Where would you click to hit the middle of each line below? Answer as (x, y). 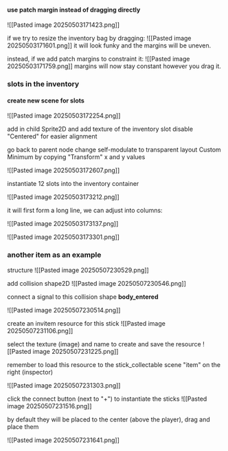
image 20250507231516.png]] (49, 406)
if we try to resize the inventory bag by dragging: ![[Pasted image (99, 39)
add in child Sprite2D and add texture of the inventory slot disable (100, 129)
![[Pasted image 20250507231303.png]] (64, 385)
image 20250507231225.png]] (76, 351)
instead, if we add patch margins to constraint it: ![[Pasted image (99, 59)
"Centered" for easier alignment (52, 136)
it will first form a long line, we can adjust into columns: (85, 211)
